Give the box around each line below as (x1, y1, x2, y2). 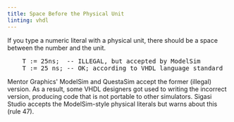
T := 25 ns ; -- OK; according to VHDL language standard (22, 64, 223, 72)
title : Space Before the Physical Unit (7, 10, 125, 18)
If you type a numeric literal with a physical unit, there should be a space (7, 36, 218, 44)
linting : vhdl (7, 17, 49, 24)
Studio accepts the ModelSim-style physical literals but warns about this (7, 100, 218, 108)
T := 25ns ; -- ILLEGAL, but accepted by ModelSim (22, 57, 201, 65)
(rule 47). (7, 107, 35, 116)
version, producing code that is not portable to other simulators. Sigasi (7, 92, 212, 100)
